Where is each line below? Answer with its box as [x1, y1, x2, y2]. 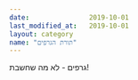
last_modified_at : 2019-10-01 [9, 21, 129, 30]
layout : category [9, 29, 74, 38]
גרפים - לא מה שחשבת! [9, 62, 89, 73]
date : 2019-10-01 [9, 12, 129, 22]
